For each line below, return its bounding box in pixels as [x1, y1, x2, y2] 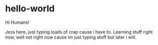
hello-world [5, 3, 55, 14]
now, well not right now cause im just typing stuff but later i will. [5, 34, 136, 40]
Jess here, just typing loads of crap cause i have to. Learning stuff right [5, 29, 153, 35]
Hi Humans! [5, 19, 30, 25]
